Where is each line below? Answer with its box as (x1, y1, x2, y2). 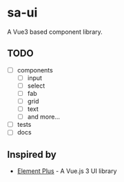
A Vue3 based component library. (7, 28, 103, 36)
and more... (27, 112, 61, 121)
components (17, 65, 53, 74)
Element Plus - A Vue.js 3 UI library (17, 167, 117, 175)
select (27, 81, 45, 90)
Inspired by (7, 148, 56, 160)
